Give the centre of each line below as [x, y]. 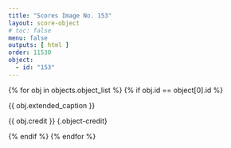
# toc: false [30, 30]
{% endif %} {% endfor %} [52, 136]
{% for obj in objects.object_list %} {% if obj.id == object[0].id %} [116, 90]
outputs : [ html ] [39, 45]
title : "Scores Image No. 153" [60, 16]
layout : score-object [44, 23]
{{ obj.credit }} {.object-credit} [58, 121]
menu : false [28, 38]
